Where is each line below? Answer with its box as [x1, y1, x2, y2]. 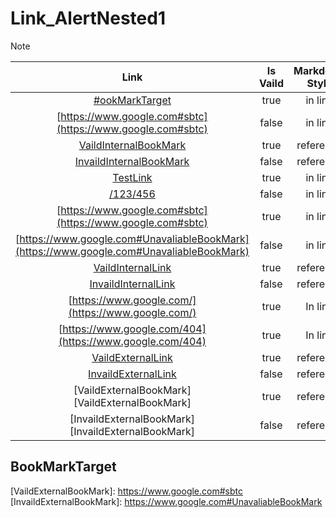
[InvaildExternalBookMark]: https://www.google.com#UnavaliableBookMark [10, 495, 323, 507]
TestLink [112, 170, 153, 184]
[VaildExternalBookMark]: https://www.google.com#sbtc [10, 485, 243, 497]
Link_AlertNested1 [10, 7, 166, 30]
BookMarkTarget [10, 458, 117, 476]
